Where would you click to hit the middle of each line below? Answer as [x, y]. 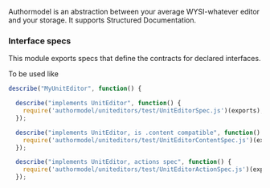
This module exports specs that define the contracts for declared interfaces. [135, 59]
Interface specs [40, 41]
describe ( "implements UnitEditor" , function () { [98, 104]
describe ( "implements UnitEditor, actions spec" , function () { [123, 162]
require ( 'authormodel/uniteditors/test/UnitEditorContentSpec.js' [136, 140]
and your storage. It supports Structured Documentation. [102, 20]
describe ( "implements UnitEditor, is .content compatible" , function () [138, 133]
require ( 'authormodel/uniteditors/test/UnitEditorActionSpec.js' [135, 170]
